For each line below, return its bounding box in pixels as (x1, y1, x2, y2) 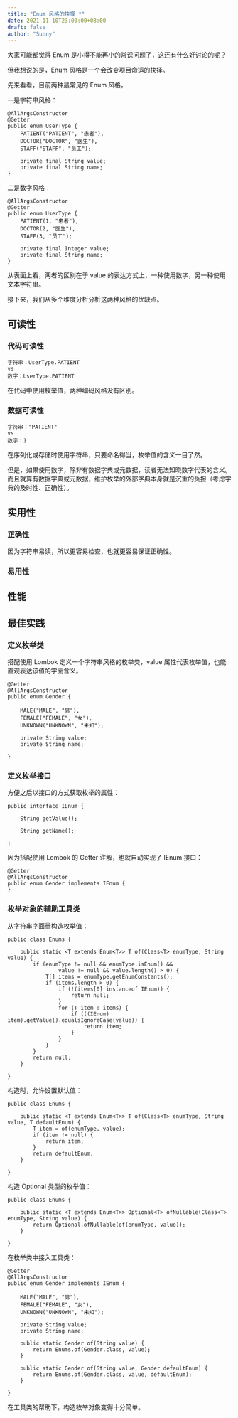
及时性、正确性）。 (19, 484, 73, 492)
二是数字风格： (7, 183, 51, 192)
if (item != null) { (33, 1131, 94, 1139)
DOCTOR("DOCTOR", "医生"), (20, 138, 98, 145)
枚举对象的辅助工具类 (7, 904, 80, 914)
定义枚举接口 (7, 771, 52, 781)
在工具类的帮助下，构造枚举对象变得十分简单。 (7, 1402, 144, 1412)
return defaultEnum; (33, 1150, 94, 1157)
